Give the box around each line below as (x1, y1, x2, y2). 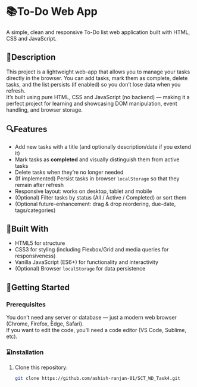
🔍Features (6, 124, 48, 134)
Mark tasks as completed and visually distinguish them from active (14, 156, 180, 163)
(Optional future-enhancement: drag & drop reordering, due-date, (14, 200, 176, 207)
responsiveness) (14, 252, 56, 260)
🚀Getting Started (6, 282, 70, 293)
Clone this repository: (14, 364, 68, 371)
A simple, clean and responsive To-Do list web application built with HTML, (6, 28, 190, 36)
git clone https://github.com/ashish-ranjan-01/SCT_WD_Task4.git (14, 376, 180, 382)
